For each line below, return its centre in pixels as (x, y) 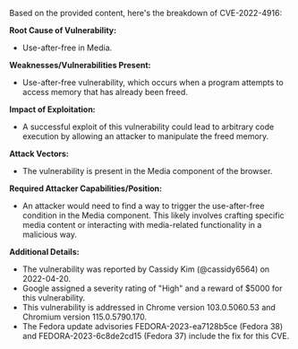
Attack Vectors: (39, 153)
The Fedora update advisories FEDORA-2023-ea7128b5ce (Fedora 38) (153, 326)
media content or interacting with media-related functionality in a (142, 225)
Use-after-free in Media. (67, 48)
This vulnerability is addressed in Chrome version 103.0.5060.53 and (149, 307)
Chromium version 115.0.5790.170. (85, 317)
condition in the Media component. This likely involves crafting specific (153, 215)
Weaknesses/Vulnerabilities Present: (80, 65)
